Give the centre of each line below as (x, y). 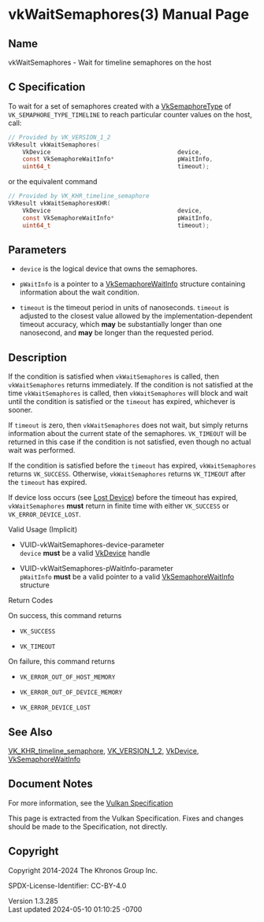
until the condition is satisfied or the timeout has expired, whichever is (122, 402)
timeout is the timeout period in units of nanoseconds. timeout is (125, 308)
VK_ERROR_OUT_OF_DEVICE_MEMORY (71, 693)
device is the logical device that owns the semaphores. (109, 268)
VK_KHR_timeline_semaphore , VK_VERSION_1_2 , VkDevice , (104, 751)
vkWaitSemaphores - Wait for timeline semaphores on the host (110, 62)
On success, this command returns (65, 616)
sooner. (20, 410)
